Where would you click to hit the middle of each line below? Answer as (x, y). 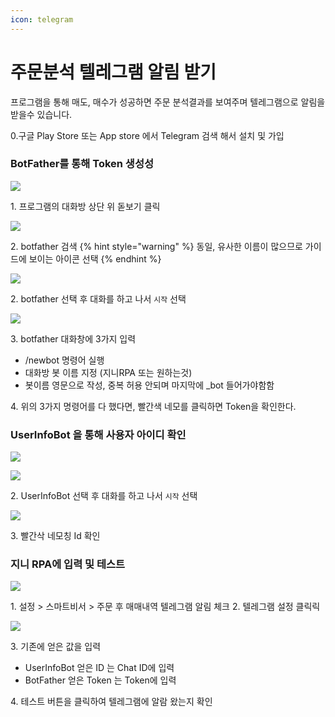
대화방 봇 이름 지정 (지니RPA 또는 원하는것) (108, 372)
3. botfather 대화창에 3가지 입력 (73, 338)
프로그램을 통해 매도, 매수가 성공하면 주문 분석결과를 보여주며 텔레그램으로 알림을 (168, 102)
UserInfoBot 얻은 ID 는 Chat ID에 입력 (99, 668)
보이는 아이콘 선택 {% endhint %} (95, 258)
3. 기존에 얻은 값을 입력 (56, 647)
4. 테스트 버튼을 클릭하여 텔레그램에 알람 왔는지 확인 (111, 702)
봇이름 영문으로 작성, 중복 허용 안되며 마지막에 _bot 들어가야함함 (149, 385)
